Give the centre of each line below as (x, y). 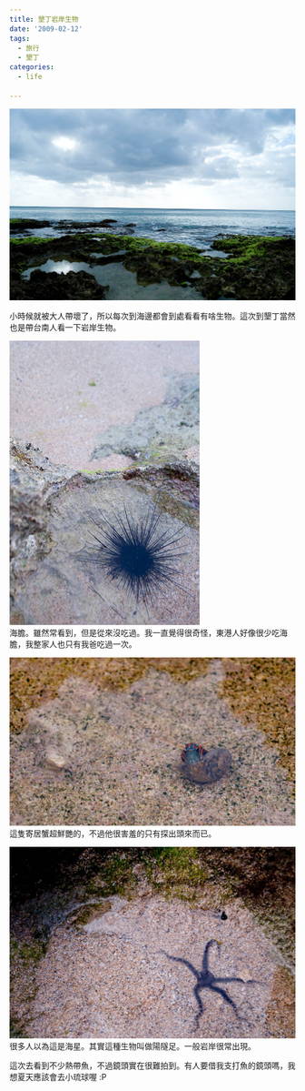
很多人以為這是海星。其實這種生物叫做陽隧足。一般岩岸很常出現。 (133, 1046)
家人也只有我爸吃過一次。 (89, 644)
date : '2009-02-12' (46, 29)
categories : (32, 67)
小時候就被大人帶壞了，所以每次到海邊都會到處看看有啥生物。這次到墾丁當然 (152, 316)
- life (30, 77)
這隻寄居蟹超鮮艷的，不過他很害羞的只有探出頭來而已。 (113, 833)
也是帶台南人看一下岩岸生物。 (65, 327)
